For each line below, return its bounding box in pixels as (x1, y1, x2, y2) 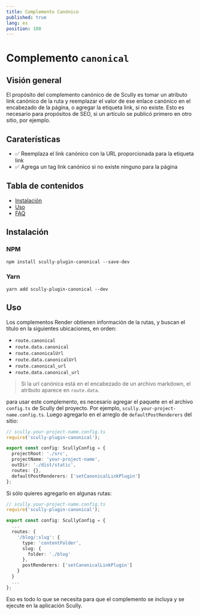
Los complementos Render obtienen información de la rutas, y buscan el (6, 318, 186, 326)
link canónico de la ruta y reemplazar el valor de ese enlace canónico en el (6, 97, 191, 105)
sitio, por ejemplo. (6, 117, 51, 124)
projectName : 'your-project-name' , (11, 456, 101, 462)
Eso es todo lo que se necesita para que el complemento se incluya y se (6, 595, 184, 602)
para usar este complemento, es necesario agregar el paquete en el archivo (6, 398, 193, 405)
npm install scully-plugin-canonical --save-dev (6, 259, 130, 265)
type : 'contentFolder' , (22, 540, 82, 546)
